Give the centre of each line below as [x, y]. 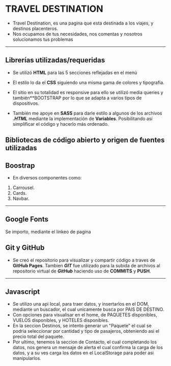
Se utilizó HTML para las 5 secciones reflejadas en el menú [75, 73]
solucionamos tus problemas [43, 39]
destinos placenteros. [35, 28]
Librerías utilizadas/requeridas [55, 60]
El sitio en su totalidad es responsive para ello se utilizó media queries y [88, 92]
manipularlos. [27, 358]
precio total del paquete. [38, 337]
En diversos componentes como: [47, 177]
